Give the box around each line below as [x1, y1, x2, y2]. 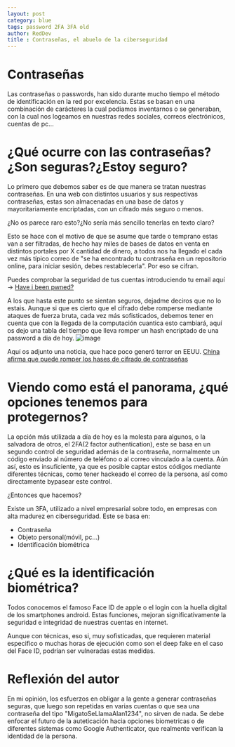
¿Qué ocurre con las [7, 145, 128, 160]
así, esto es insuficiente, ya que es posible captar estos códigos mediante [7, 462, 221, 470]
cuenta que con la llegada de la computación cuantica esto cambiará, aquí [7, 319, 222, 327]
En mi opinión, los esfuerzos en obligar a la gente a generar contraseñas [7, 694, 217, 703]
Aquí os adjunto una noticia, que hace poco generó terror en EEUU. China [7, 348, 220, 355]
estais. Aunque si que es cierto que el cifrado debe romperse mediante [7, 304, 213, 312]
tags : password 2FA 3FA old [7, 23, 90, 30]
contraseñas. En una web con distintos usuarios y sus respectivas [7, 190, 199, 198]
